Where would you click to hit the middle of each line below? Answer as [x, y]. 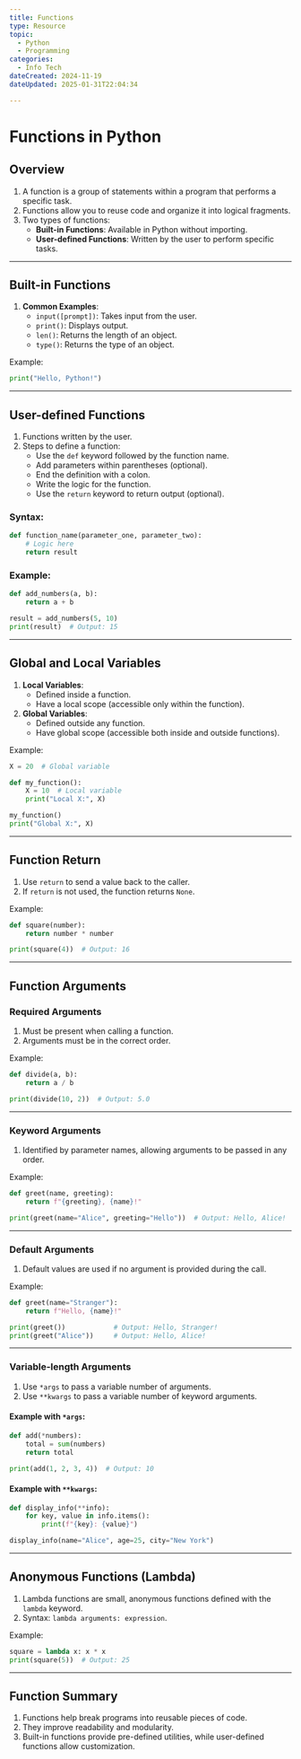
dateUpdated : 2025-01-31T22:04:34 [74, 84]
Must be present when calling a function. [98, 1031]
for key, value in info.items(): [88, 1516]
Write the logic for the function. [93, 485]
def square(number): [48, 925]
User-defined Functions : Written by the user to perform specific [155, 239]
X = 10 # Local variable [74, 791]
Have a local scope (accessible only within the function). [140, 704]
